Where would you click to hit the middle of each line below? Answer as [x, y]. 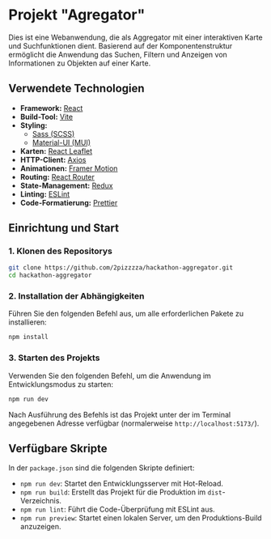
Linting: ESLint [45, 194]
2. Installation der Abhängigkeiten [76, 296]
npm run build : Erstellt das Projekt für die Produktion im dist [121, 492]
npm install [28, 337]
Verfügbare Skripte [58, 448]
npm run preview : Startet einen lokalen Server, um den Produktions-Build [141, 518]
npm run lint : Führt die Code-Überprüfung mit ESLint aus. [118, 509]
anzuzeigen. [41, 527]
